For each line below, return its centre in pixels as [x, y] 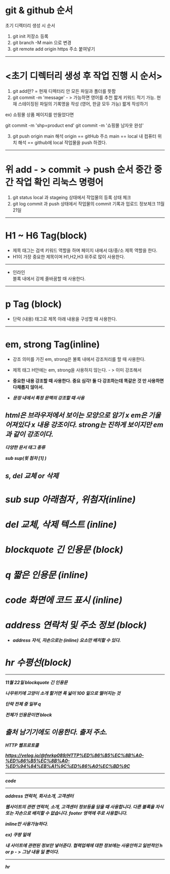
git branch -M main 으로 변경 [42, 42]
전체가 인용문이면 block [29, 715]
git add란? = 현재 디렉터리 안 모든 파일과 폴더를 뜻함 [64, 91]
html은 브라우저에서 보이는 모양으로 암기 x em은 [76, 415]
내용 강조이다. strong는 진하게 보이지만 [94, 425]
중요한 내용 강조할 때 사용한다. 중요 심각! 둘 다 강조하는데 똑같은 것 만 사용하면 [88, 381]
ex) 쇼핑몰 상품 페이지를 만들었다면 [40, 114]
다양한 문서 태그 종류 [25, 448]
